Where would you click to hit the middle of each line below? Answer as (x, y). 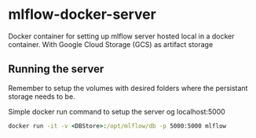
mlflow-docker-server (82, 15)
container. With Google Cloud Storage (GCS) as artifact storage (111, 44)
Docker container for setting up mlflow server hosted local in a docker (121, 36)
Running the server (56, 69)
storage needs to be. (42, 96)
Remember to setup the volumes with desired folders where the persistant (128, 88)
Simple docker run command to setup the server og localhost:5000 (117, 111)
